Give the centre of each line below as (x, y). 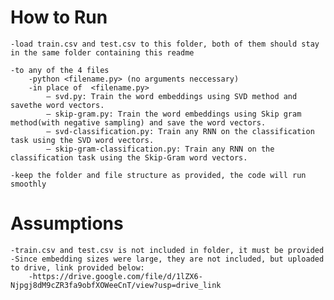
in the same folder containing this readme (102, 52)
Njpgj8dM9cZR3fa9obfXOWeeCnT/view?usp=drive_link (116, 285)
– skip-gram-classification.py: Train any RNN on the (160, 149)
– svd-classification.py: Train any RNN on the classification (180, 131)
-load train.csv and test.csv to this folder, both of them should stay (165, 44)
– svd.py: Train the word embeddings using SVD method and (172, 96)
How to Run (59, 17)
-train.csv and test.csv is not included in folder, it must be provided (167, 250)
